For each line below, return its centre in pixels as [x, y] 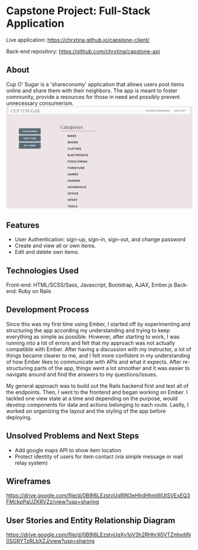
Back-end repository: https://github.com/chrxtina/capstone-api [83, 51]
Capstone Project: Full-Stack [78, 11]
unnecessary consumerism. [40, 103]
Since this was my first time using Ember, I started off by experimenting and [98, 324]
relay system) [31, 462]
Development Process [48, 310]
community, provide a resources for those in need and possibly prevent [93, 97]
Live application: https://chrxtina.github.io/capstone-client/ [78, 40]
